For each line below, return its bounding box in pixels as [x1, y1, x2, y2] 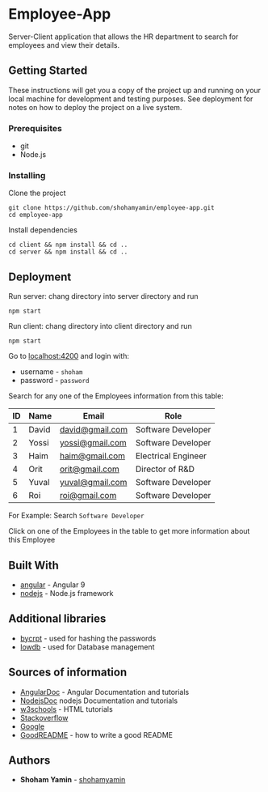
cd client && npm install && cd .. [8, 241, 128, 249]
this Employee [8, 535, 56, 545]
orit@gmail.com [59, 463, 119, 475]
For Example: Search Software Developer [8, 511, 144, 521]
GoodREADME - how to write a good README [19, 730, 174, 739]
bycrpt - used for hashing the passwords [19, 633, 157, 643]
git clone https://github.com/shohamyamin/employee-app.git [8, 204, 216, 212]
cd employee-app [8, 211, 63, 219]
